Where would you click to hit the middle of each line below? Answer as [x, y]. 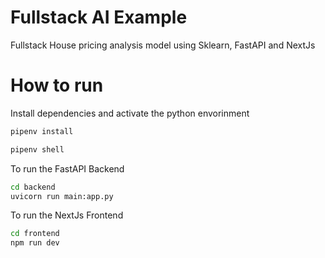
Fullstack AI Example [99, 17]
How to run [57, 85]
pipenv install [42, 131]
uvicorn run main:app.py [62, 196]
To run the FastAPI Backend [67, 168]
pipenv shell [37, 149]
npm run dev [35, 243]
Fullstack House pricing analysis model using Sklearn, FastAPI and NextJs [163, 45]
